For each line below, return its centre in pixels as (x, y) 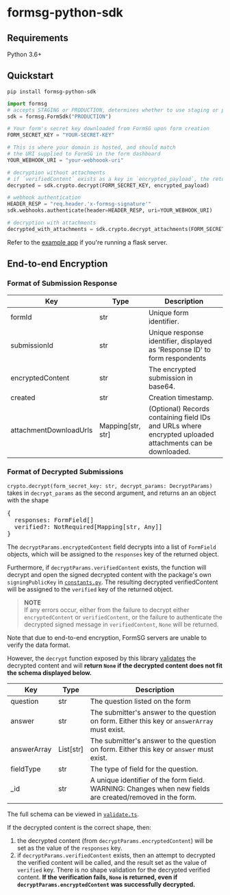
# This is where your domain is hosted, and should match (91, 148)
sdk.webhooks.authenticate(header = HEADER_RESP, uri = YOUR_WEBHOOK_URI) (110, 210)
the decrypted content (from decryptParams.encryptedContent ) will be (115, 840)
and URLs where (175, 426)
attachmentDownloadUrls (52, 430)
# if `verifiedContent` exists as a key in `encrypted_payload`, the (108, 179)
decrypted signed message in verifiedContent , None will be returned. (121, 624)
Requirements (38, 38)
